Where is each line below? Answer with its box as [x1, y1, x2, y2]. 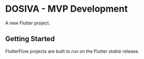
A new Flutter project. [5, 20, 51, 26]
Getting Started [5, 35, 55, 43]
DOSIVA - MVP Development [5, 3, 128, 15]
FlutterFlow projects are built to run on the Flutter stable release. [5, 48, 139, 54]
